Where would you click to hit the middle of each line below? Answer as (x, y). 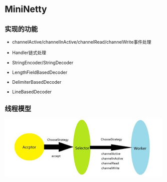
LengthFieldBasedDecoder (40, 72)
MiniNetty (26, 9)
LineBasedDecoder (32, 92)
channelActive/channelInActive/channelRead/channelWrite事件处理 (81, 42)
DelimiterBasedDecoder (37, 82)
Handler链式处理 (29, 53)
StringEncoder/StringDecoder (43, 63)
